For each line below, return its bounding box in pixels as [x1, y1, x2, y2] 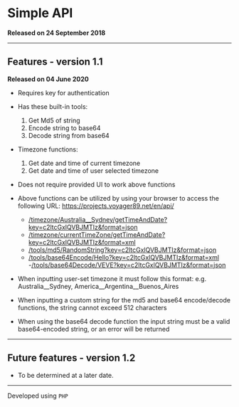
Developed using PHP [7, 391, 69, 400]
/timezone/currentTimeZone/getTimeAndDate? [28, 230, 166, 239]
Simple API [7, 5, 73, 21]
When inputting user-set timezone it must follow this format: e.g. [17, 274, 207, 282]
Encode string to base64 [28, 123, 101, 132]
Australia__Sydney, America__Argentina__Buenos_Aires [17, 282, 179, 290]
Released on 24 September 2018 [7, 28, 106, 37]
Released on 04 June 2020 [7, 75, 89, 83]
